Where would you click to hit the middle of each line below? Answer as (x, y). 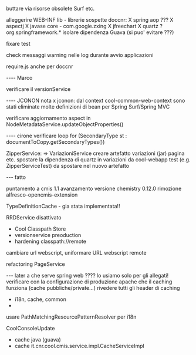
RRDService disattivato (34, 217)
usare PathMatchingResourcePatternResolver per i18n (71, 317)
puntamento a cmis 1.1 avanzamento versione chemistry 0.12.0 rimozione (94, 188)
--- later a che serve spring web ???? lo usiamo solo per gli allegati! (87, 275)
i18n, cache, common (40, 299)
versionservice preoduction (48, 235)
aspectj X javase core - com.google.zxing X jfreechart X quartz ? (85, 26)
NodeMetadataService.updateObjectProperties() (65, 124)
